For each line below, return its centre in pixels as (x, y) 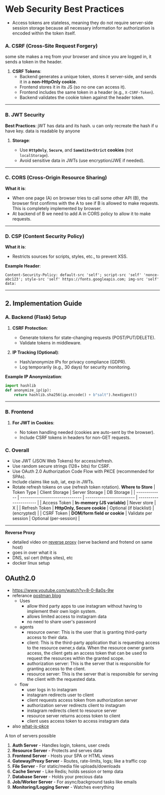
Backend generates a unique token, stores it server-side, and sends (88, 77)
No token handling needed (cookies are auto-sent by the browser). (87, 432)
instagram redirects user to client (60, 695)
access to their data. (48, 637)
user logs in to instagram (52, 689)
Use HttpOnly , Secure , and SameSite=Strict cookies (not (76, 150)
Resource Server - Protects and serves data (57, 750)
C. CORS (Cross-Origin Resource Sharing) (56, 178)
